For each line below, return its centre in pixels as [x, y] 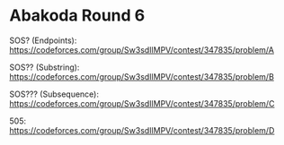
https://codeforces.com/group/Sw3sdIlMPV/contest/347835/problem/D [142, 130]
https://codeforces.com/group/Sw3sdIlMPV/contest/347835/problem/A [142, 49]
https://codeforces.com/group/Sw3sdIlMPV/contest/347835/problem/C [142, 103]
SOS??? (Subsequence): [54, 94]
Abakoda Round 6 [77, 16]
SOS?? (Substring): [44, 67]
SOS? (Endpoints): [43, 40]
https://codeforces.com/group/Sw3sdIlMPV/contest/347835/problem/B [142, 76]
